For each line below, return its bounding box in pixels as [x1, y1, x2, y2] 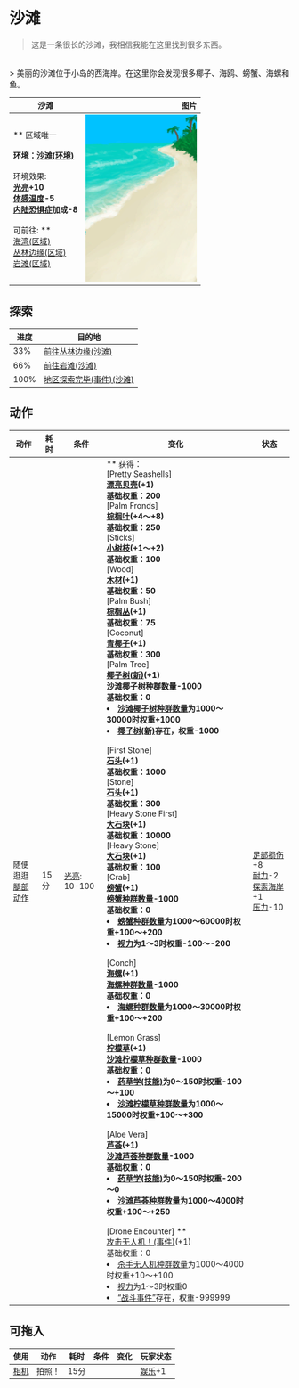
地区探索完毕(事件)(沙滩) [43, 374, 134, 385]
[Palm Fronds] [106, 501, 158, 511]
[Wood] [106, 564, 135, 575]
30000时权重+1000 [106, 714, 181, 725]
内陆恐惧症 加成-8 [12, 204, 78, 215]
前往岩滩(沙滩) [43, 360, 97, 371]
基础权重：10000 [106, 830, 171, 841]
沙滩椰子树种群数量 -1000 [106, 681, 202, 691]
